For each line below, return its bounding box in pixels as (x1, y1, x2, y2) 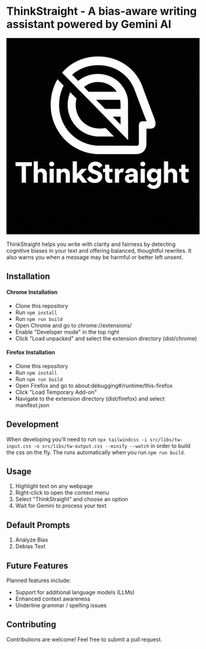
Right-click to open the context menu (15, 489, 109, 496)
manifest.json (15, 401, 50, 409)
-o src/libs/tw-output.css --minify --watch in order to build (33, 442, 191, 449)
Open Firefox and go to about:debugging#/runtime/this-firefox (15, 382, 173, 389)
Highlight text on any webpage (15, 483, 93, 490)
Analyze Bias (15, 536, 48, 543)
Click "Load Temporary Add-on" (15, 388, 97, 396)
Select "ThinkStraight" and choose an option (15, 496, 129, 503)
